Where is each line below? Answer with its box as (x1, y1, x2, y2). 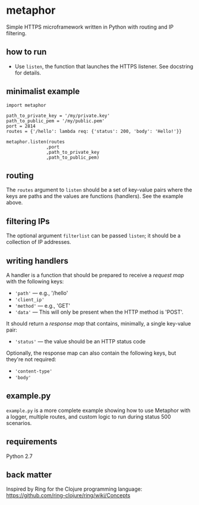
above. (6, 199, 23, 206)
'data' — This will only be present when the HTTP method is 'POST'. (14, 308, 184, 315)
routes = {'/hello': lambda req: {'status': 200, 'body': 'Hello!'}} (6, 128, 182, 134)
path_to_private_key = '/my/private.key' (6, 113, 110, 119)
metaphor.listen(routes (6, 138, 65, 145)
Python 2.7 (6, 453, 33, 460)
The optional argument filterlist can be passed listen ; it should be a (6, 232, 181, 239)
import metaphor (6, 102, 46, 108)
